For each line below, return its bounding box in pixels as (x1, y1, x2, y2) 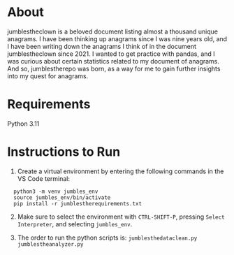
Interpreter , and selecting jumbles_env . (17, 219, 133, 228)
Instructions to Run (7, 144, 121, 160)
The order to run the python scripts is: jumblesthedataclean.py (17, 233, 198, 242)
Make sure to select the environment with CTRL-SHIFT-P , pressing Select (17, 212, 225, 221)
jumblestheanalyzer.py (17, 240, 84, 248)
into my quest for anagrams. (7, 71, 89, 80)
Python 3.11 (7, 119, 40, 128)
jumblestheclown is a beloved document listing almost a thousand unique (7, 27, 219, 36)
